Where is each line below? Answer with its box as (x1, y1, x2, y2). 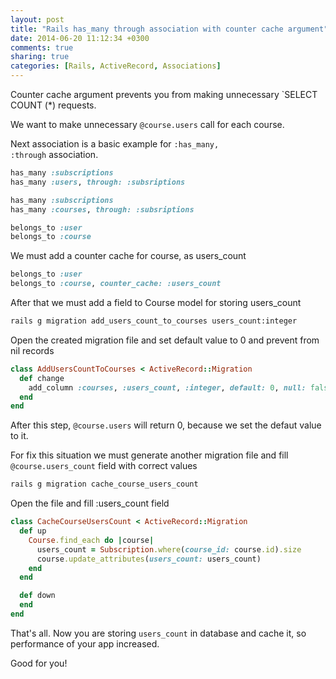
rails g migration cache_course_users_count (10, 479, 199, 490)
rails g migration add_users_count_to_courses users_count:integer (10, 316, 298, 326)
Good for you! (10, 657, 68, 669)
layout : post (10, 14, 65, 25)
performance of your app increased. (10, 637, 160, 650)
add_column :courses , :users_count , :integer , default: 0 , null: (28, 382, 307, 393)
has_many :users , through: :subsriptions (10, 177, 186, 187)
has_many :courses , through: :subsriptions (10, 204, 195, 215)
